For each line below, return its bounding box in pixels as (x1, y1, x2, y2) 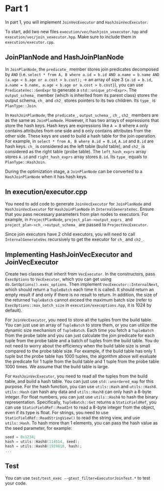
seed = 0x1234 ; (5, 435, 36, 440)
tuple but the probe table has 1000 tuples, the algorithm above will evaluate (5, 353, 157, 359)
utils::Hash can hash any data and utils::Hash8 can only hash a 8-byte (5, 389, 152, 395)
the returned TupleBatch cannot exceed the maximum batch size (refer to (5, 297, 153, 303)
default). (5, 307, 23, 313)
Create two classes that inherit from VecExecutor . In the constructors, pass (5, 271, 155, 277)
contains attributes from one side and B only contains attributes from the (5, 128, 151, 134)
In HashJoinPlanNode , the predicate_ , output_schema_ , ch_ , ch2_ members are (5, 112, 159, 118)
